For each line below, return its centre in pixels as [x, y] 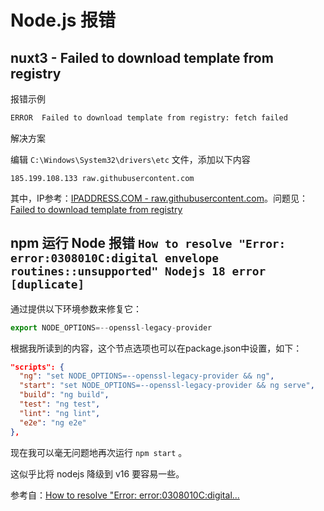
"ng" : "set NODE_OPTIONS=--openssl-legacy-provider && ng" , [147, 376]
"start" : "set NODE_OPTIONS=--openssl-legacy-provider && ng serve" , [167, 386]
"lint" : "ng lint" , [60, 413]
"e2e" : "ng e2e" [53, 422]
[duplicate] [47, 284]
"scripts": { [37, 367]
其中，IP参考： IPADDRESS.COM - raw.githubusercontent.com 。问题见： [159, 198]
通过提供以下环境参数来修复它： [76, 308]
